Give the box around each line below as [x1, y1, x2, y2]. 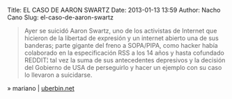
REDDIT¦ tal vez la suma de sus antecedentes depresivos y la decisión [24, 56, 226, 64]
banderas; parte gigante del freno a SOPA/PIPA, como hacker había [24, 42, 218, 49]
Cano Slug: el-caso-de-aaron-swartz [7, 13, 114, 21]
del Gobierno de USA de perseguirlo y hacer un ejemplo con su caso [24, 64, 222, 71]
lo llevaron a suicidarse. [24, 71, 93, 79]
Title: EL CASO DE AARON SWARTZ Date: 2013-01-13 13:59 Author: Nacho [7, 6, 221, 14]
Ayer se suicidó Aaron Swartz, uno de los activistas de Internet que [24, 27, 217, 35]
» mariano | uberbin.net [7, 84, 75, 92]
